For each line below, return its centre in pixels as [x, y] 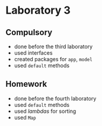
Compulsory [29, 32]
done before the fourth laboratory [55, 98]
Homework [26, 84]
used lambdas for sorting [45, 111]
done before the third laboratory [53, 46]
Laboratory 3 [38, 10]
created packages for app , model [53, 59]
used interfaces [33, 53]
